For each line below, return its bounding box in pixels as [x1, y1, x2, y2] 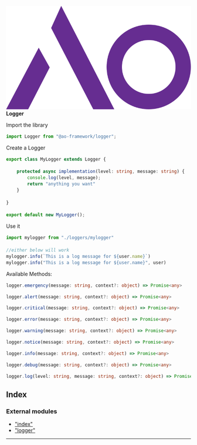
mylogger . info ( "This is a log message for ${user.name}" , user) [6, 260, 167, 265]
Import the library [6, 121, 48, 128]
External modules [6, 407, 57, 415]
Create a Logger [6, 144, 46, 151]
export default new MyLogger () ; [6, 212, 85, 218]
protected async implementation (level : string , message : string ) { [16, 168, 185, 175]
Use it [6, 222, 21, 230]
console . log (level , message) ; [27, 175, 101, 181]
